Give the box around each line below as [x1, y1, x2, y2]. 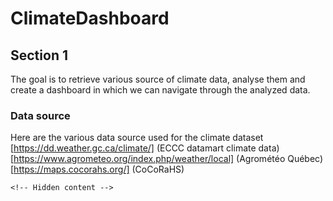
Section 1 [10, 47, 68, 64]
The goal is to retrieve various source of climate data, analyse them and [10, 73, 306, 85]
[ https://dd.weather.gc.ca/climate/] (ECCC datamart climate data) [10, 142, 280, 154]
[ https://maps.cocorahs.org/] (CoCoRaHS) [10, 163, 185, 176]
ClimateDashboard [10, 7, 170, 30]
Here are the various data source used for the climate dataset [10, 132, 264, 144]
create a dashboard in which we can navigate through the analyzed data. [10, 84, 311, 96]
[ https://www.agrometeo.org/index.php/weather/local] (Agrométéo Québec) [10, 153, 324, 165]
